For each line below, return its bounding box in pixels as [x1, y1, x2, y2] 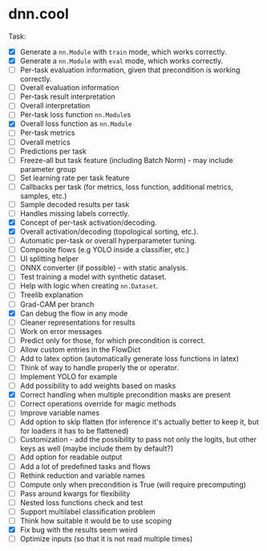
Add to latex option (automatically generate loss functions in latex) [19, 353, 239, 363]
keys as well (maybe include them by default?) [19, 443, 174, 454]
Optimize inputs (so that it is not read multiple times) [19, 534, 193, 543]
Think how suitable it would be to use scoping [19, 516, 172, 525]
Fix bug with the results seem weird [19, 524, 138, 534]
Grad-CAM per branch [19, 299, 95, 309]
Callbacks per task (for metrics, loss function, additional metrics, [19, 182, 234, 191]
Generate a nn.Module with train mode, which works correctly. [19, 47, 227, 56]
